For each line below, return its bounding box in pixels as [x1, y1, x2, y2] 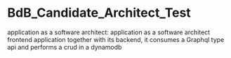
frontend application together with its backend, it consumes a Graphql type [7, 35, 225, 43]
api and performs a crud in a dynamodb [7, 43, 122, 51]
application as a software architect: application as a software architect [7, 28, 211, 36]
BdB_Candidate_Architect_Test [7, 5, 191, 21]
